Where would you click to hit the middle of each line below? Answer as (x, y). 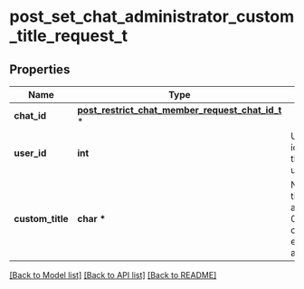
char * (91, 219)
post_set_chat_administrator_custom (152, 17)
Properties (40, 69)
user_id (30, 153)
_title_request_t (69, 36)
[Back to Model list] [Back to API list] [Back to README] (113, 275)
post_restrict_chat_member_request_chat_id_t (180, 110)
